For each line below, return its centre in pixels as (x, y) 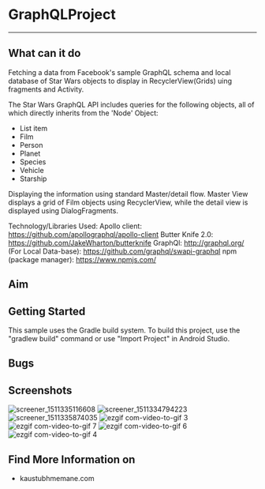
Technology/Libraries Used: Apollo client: (75, 226)
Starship (33, 179)
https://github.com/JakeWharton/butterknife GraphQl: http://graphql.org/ (126, 243)
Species (33, 162)
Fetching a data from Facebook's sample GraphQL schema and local (119, 72)
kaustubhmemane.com (57, 478)
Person (31, 145)
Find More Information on (72, 459)
